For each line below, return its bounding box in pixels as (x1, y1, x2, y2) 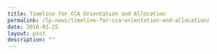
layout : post (7, 29, 46, 37)
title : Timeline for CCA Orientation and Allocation (7, 10, 166, 18)
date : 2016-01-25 (7, 23, 59, 30)
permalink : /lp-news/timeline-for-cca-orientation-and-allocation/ (7, 17, 211, 24)
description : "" (7, 36, 55, 43)
